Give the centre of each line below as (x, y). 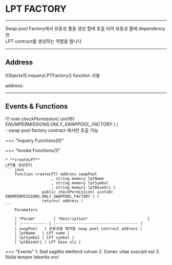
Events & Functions (37, 106)
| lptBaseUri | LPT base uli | (48, 242)
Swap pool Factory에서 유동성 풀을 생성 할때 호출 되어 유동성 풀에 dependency (85, 28)
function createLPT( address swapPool (56, 174)
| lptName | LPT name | (42, 233)
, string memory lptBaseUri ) (83, 187)
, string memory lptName (77, 178)
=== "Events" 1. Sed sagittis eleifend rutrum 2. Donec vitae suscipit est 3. (83, 251)
